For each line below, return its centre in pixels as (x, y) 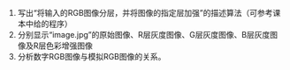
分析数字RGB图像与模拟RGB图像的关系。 (92, 56)
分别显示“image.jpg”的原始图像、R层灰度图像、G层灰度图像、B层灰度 (144, 35)
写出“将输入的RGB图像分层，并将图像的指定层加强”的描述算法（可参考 (145, 13)
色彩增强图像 (69, 45)
